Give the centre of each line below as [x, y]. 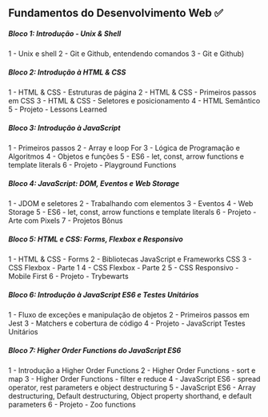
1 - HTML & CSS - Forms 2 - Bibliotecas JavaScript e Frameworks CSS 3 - [130, 259]
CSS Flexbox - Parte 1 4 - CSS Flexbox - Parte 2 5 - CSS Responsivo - [124, 268]
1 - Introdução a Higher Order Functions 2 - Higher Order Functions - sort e [132, 370]
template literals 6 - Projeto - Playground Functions [92, 165]
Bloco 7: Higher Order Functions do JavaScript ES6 [95, 350]
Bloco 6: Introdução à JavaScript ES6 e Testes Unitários [104, 294]
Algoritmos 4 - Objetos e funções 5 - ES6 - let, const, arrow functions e [126, 156]
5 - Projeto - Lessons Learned [58, 109]
